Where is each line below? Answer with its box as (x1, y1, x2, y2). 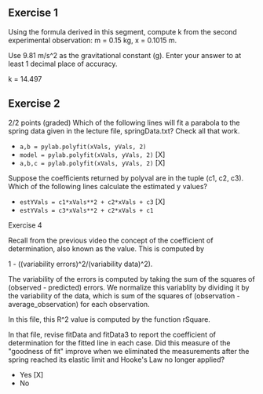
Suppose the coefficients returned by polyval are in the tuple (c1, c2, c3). (8, 173, 244, 183)
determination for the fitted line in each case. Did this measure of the (8, 337, 231, 348)
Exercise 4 (8, 220, 42, 230)
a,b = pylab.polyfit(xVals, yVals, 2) (19, 143, 147, 151)
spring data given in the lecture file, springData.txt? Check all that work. (8, 126, 240, 136)
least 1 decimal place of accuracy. (8, 59, 118, 68)
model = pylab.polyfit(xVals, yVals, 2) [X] (19, 149, 166, 159)
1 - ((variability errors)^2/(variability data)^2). (8, 259, 153, 268)
